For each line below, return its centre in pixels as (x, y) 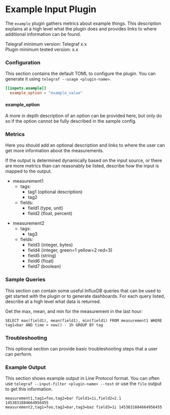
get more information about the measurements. (55, 151)
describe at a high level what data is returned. (53, 301)
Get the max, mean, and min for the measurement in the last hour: (74, 311)
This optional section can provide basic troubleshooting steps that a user (81, 349)
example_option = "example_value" (46, 93)
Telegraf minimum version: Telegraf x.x (46, 44)
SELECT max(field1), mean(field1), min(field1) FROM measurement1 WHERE (84, 321)
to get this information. (29, 389)
